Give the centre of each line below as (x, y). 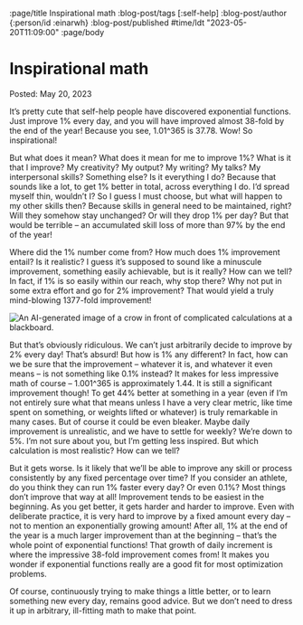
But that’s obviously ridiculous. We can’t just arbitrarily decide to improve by (151, 345)
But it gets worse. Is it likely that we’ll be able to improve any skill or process (151, 468)
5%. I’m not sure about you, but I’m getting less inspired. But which (134, 440)
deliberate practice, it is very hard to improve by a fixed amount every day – (150, 516)
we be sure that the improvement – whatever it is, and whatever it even (141, 364)
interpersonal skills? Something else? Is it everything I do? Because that (143, 176)
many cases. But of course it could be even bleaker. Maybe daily (130, 421)
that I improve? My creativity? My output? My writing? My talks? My (135, 167)
